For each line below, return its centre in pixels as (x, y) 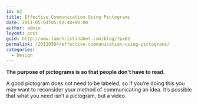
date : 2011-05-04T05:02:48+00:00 (47, 22)
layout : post (22, 33)
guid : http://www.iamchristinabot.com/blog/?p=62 (68, 39)
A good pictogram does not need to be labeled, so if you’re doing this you (95, 83)
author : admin (24, 28)
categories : (21, 50)
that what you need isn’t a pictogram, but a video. (66, 96)
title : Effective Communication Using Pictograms (68, 17)
